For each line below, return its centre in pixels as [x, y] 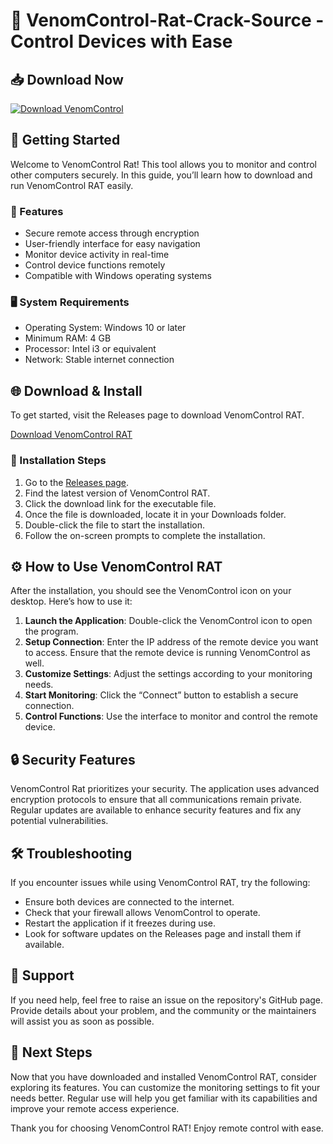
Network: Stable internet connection [99, 360]
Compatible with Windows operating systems [118, 276]
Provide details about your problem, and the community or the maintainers [163, 1010]
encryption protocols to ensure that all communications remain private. [156, 800]
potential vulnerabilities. [59, 821]
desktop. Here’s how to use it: [71, 601]
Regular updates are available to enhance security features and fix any [156, 810]
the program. [51, 631]
